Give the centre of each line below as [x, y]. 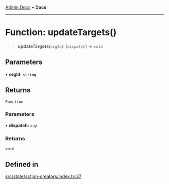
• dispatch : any [21, 125]
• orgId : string [21, 74]
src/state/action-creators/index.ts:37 [43, 176]
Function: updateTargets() [61, 33]
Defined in [22, 164]
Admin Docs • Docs [26, 7]
